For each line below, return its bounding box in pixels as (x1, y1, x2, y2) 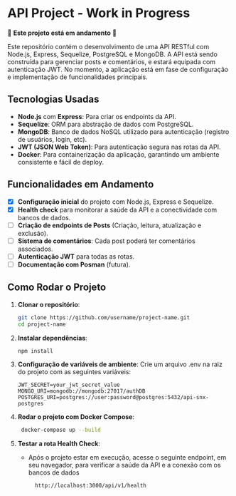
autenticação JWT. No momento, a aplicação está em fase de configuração (7, 65, 229, 73)
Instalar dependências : (17, 334, 87, 342)
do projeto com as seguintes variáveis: (17, 368, 132, 376)
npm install (17, 347, 53, 354)
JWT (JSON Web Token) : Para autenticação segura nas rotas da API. (17, 143, 221, 151)
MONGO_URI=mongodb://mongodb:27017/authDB (17, 388, 146, 395)
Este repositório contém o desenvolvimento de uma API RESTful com (7, 42, 210, 51)
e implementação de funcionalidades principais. (7, 73, 148, 81)
